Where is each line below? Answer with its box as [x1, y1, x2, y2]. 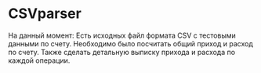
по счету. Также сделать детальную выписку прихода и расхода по [8, 47, 236, 57]
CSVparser [8, 5, 82, 23]
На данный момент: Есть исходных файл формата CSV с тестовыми [8, 31, 237, 40]
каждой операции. [8, 56, 71, 65]
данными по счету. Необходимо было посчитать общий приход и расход [8, 38, 253, 48]
